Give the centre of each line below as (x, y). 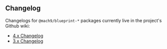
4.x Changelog (28, 35)
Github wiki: (18, 26)
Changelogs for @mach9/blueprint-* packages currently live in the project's (83, 20)
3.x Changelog (28, 41)
